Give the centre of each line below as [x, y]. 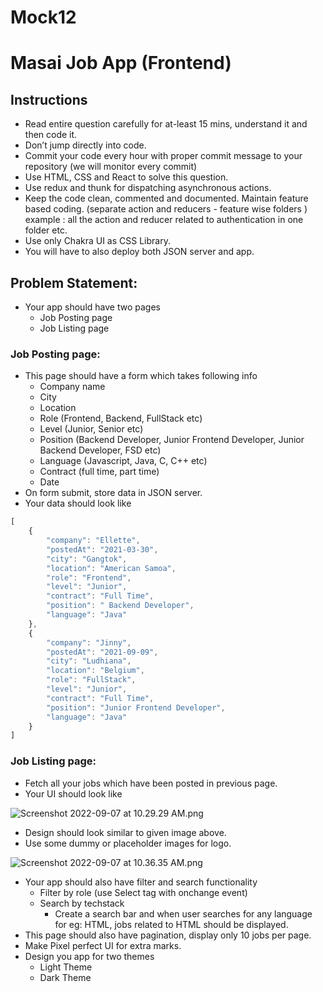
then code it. [51, 135]
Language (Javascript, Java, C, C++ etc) [123, 461]
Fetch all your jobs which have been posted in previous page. [151, 783]
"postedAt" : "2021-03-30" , [102, 549]
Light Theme [66, 967]
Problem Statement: [74, 282]
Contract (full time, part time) [99, 472]
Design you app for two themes [89, 956]
